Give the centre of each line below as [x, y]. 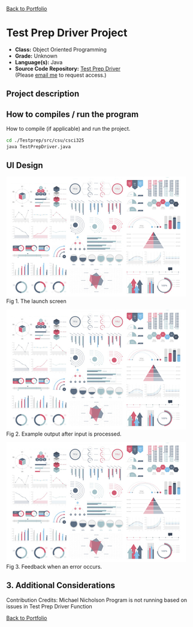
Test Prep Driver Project [67, 33]
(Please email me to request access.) [61, 75]
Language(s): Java [39, 62]
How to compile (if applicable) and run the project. [68, 129]
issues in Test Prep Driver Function [49, 606]
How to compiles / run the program [73, 114]
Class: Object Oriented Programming [61, 49]
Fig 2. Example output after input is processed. [64, 434]
